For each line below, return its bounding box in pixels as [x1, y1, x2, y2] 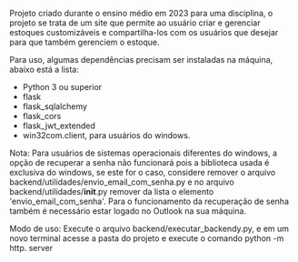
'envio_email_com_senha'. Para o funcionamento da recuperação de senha [9, 196, 289, 207]
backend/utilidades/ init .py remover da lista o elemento [9, 186, 214, 196]
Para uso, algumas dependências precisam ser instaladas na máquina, [9, 55, 273, 65]
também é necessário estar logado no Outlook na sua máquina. [9, 206, 247, 217]
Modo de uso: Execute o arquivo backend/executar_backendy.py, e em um [9, 223, 289, 234]
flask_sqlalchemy [22, 101, 88, 112]
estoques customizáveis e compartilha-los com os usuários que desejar [9, 27, 279, 37]
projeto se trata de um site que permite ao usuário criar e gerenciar [9, 17, 261, 28]
